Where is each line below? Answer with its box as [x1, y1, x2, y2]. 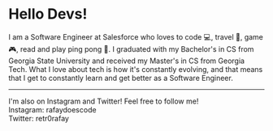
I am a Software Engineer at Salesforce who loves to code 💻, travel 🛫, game [8, 32, 264, 41]
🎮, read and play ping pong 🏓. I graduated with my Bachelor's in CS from [8, 44, 254, 53]
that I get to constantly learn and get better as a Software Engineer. [8, 73, 233, 82]
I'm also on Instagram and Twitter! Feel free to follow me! [8, 96, 199, 106]
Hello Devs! [8, 5, 88, 23]
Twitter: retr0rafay [8, 113, 69, 123]
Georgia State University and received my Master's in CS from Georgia [8, 56, 245, 65]
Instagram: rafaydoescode [8, 104, 97, 114]
